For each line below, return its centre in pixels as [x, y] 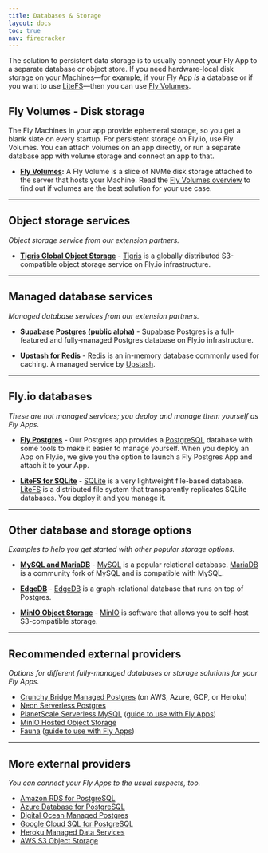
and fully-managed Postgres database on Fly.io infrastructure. [152, 339]
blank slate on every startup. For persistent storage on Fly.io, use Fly [121, 139]
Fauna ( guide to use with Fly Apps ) [77, 731]
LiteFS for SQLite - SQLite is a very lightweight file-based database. [132, 481]
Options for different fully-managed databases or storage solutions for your [133, 673]
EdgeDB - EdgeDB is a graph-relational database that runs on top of [132, 589]
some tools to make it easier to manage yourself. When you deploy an [134, 448]
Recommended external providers [95, 654]
